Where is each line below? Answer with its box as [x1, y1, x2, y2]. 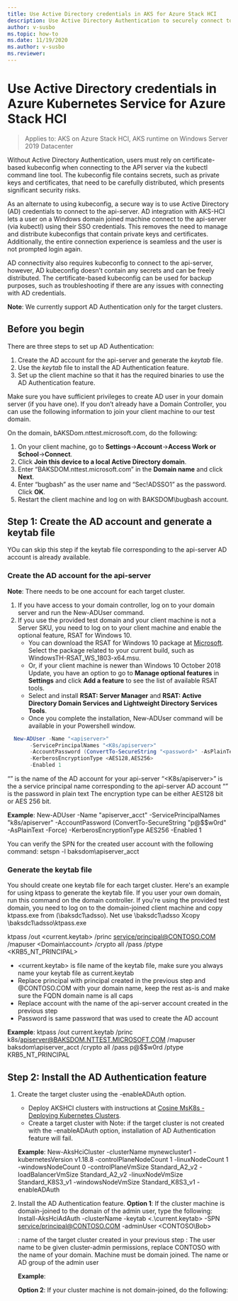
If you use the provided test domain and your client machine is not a [17, 616, 216, 624]
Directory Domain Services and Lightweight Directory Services [28, 699, 218, 707]
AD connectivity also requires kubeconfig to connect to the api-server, [7, 258, 213, 267]
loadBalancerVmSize [17, 1170, 79, 1179]
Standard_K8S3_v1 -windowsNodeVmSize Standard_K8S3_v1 [17, 1178, 196, 1187]
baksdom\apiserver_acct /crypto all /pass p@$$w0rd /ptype [7, 1043, 184, 1052]
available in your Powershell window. [28, 722, 136, 730]
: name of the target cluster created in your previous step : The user [17, 1236, 216, 1244]
